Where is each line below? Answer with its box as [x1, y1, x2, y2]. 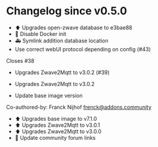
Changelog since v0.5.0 [6, 4, 127, 18]
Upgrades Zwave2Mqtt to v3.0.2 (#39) [14, 69, 110, 76]
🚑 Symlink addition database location [14, 37, 109, 44]
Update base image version [14, 91, 83, 99]
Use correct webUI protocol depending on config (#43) [14, 45, 151, 53]
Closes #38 [6, 57, 35, 64]
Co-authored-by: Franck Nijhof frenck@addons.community [6, 103, 152, 111]
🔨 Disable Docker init [14, 30, 67, 37]
